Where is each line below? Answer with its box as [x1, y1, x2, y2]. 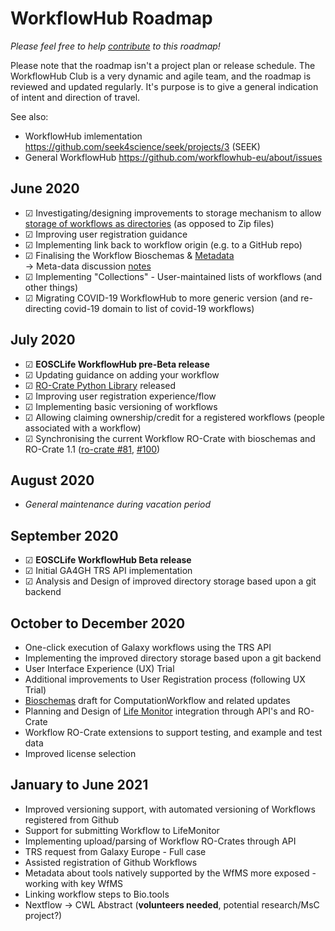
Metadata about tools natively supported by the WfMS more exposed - [24, 867, 317, 879]
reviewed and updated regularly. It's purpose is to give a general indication [10, 80, 319, 92]
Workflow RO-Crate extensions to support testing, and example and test [24, 727, 323, 738]
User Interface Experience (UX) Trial [24, 663, 175, 674]
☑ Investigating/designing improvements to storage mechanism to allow [24, 207, 322, 219]
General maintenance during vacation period [24, 498, 212, 511]
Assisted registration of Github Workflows [24, 856, 198, 868]
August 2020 [10, 472, 95, 489]
